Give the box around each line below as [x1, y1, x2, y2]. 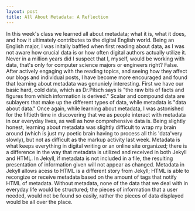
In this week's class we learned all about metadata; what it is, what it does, [6, 30, 186, 37]
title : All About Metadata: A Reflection [6, 14, 109, 20]
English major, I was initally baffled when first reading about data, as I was [6, 42, 184, 50]
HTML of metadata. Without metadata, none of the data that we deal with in [6, 179, 189, 186]
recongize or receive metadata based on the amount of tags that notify [6, 173, 177, 181]
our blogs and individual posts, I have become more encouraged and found [6, 74, 187, 81]
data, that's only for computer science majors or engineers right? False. [6, 61, 179, 68]
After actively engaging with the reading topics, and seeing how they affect [6, 67, 187, 74]
